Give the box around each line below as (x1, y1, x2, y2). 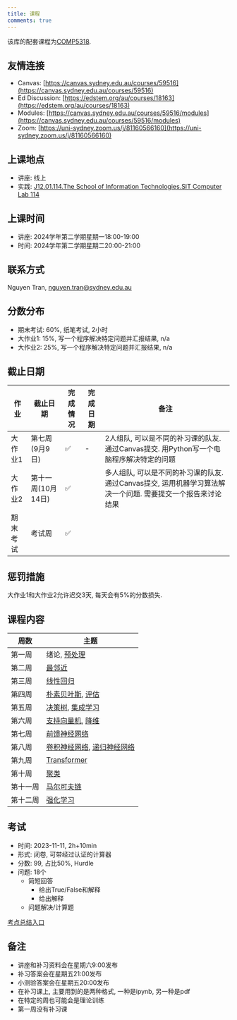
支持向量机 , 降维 (46, 716, 100, 725)
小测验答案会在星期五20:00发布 (17, 978, 109, 987)
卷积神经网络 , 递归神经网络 (46, 742, 135, 751)
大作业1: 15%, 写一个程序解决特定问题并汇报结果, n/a (17, 334, 171, 343)
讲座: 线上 (17, 173, 47, 182)
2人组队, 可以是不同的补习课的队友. (104, 434, 221, 443)
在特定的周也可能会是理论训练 (17, 995, 104, 1004)
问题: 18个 (17, 868, 47, 876)
